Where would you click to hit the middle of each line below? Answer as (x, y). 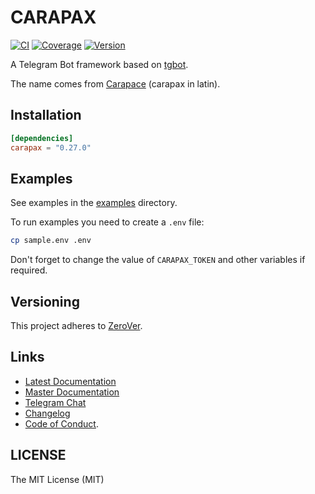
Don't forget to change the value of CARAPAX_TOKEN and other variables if (158, 260)
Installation (46, 115)
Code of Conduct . (61, 423)
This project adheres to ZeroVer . (76, 325)
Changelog (47, 413)
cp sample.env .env (51, 241)
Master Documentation (72, 392)
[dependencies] (42, 138)
